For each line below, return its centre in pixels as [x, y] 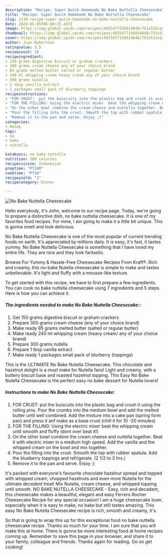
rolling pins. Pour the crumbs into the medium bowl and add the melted [85, 410]
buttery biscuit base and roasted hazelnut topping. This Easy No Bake [77, 375]
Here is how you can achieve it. [37, 293]
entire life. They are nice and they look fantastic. [55, 253]
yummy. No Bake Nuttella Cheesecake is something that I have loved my [79, 247]
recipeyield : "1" [23, 178]
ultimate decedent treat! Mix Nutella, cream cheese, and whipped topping [81, 484]
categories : [17, 122]
